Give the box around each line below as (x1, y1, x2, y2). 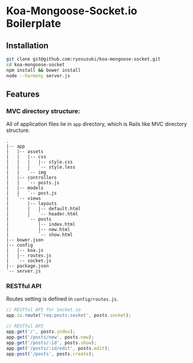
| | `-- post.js (6, 190, 58, 197)
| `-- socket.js (6, 258, 52, 264)
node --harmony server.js (6, 72, 70, 78)
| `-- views (6, 195, 42, 201)
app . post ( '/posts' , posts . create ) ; (6, 351, 94, 357)
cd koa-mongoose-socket (6, 61, 65, 68)
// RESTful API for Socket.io (6, 307, 81, 313)
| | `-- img (6, 169, 46, 176)
